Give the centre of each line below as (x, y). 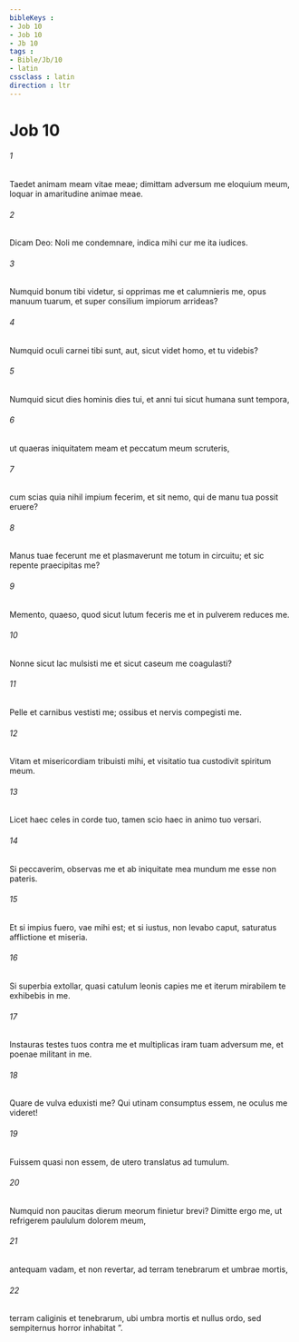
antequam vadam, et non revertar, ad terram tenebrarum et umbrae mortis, (149, 1269)
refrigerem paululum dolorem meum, (78, 1220)
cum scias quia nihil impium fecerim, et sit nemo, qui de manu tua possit (144, 497)
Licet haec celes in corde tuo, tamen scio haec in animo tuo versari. (135, 820)
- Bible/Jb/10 (36, 60)
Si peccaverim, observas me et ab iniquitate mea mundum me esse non (143, 869)
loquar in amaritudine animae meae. (76, 194)
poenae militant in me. (51, 1054)
